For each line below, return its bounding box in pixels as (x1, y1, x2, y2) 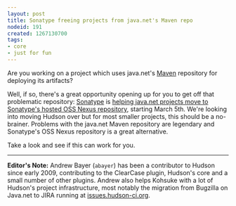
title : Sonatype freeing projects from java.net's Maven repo (7, 17, 193, 24)
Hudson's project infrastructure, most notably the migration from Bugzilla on (7, 184, 228, 192)
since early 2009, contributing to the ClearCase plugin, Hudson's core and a (7, 168, 228, 176)
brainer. (7, 120, 29, 128)
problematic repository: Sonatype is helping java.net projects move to (7, 97, 209, 105)
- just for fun (7, 50, 52, 57)
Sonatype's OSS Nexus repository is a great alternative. (7, 127, 169, 136)
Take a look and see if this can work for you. (7, 141, 136, 149)
